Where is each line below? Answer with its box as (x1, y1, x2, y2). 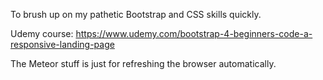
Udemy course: (10, 28, 74, 39)
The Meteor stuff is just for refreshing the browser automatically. (10, 58, 277, 69)
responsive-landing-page (10, 39, 115, 50)
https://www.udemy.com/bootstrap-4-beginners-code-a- (75, 28, 313, 39)
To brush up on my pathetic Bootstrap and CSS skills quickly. (10, 9, 262, 20)
